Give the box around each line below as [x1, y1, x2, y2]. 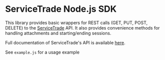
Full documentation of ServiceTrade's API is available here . [5, 39, 126, 45]
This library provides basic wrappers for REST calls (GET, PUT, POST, [5, 20, 148, 26]
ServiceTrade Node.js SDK [5, 3, 117, 15]
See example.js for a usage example [5, 49, 80, 55]
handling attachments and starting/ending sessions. [5, 30, 112, 36]
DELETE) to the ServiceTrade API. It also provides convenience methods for [5, 25, 160, 30]
